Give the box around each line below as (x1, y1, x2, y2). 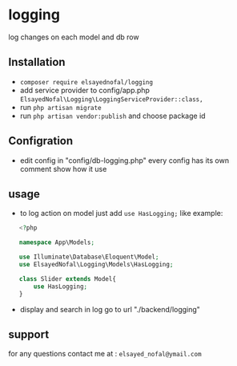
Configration (8, 134, 74, 148)
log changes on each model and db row (8, 32, 139, 42)
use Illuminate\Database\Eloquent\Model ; (18, 253, 159, 262)
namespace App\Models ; (18, 238, 94, 246)
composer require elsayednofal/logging (19, 78, 154, 86)
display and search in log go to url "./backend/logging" (19, 304, 200, 314)
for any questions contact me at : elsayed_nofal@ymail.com (8, 349, 202, 359)
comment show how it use (19, 164, 107, 173)
